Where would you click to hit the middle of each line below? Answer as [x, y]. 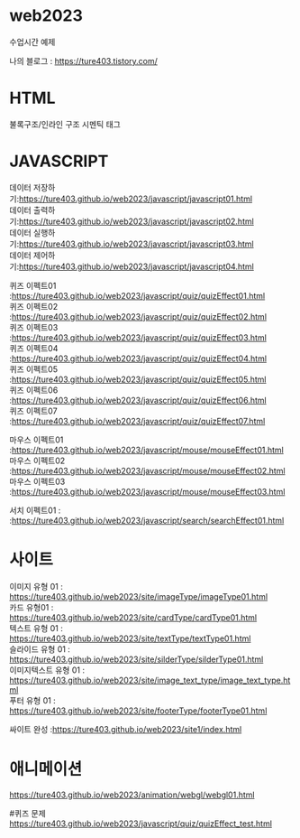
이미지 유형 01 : [36, 586]
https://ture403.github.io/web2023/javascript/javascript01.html [136, 199]
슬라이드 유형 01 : [40, 649]
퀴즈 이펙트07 [33, 411]
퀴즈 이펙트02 [34, 306]
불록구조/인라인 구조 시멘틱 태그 [65, 124]
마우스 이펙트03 [37, 481]
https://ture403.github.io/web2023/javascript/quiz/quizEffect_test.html [141, 824]
